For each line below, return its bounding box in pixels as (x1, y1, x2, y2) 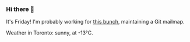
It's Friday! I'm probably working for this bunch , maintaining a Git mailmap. (6, 18, 185, 25)
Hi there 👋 (6, 5, 35, 13)
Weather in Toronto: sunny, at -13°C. (6, 29, 93, 36)
